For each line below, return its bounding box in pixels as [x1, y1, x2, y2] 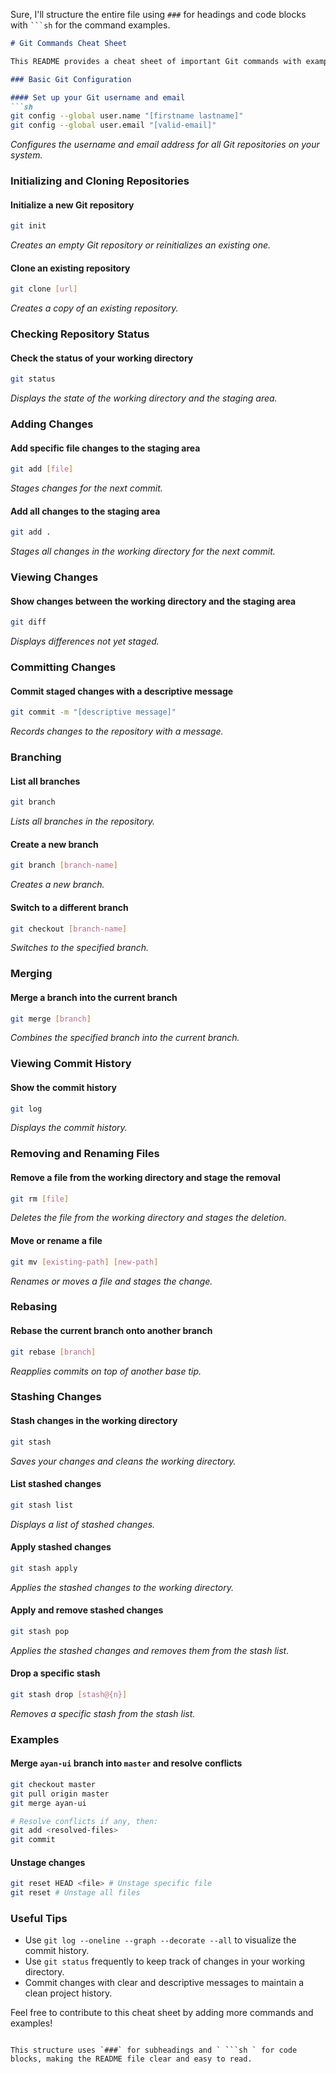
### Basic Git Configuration [10, 74, 132, 84]
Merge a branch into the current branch [10, 991, 178, 1003]
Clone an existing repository [10, 262, 131, 274]
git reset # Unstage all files [10, 1888, 141, 1898]
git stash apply [10, 1563, 78, 1573]
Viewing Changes [10, 570, 99, 584]
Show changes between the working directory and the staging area [10, 595, 297, 607]
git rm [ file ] [10, 1194, 70, 1204]
